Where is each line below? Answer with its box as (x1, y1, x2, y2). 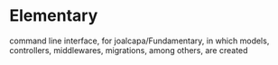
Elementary (9, 5, 98, 26)
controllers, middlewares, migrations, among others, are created (9, 44, 248, 55)
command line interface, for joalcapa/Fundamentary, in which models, (9, 35, 270, 46)
